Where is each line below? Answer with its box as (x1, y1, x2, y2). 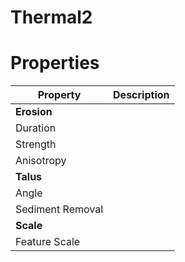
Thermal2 (10, 6, 93, 29)
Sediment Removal (15, 202, 104, 216)
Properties (10, 52, 100, 75)
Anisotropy (15, 154, 67, 168)
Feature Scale (15, 235, 81, 249)
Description (113, 88, 170, 102)
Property (37, 88, 82, 102)
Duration (15, 121, 57, 135)
